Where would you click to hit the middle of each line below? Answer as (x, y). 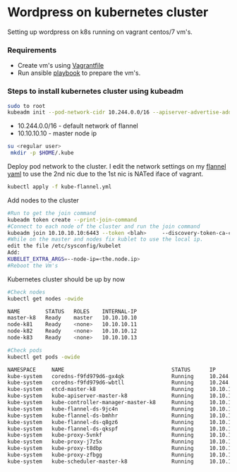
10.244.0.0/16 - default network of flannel (78, 126)
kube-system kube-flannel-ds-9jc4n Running (101, 409)
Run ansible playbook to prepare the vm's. (79, 73)
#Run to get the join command (52, 213)
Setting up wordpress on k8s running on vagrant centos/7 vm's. (100, 32)
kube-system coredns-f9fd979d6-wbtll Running (101, 383)
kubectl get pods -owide (44, 357)
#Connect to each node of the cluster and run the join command (104, 226)
